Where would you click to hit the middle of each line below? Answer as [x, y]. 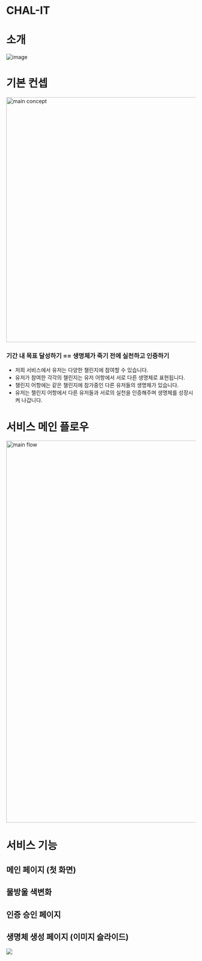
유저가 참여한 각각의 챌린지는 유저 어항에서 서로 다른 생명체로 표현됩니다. [100, 378]
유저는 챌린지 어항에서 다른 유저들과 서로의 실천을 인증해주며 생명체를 [96, 393]
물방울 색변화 [29, 893]
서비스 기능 [32, 846]
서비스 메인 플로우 [47, 427]
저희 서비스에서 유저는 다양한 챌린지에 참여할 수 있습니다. [81, 370]
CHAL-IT [28, 11]
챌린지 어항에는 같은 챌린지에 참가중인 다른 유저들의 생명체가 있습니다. [97, 385]
